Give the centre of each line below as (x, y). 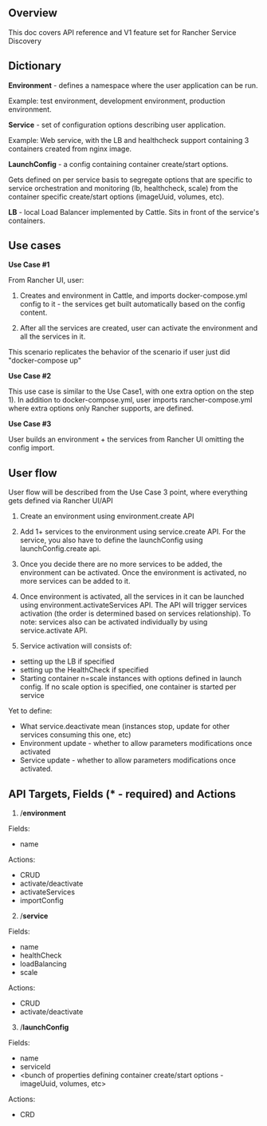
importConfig (41, 901)
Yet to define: (30, 711)
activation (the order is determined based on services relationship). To (135, 613)
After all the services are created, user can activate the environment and (138, 328)
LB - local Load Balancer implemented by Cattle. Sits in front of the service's (134, 212)
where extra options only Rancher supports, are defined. (101, 408)
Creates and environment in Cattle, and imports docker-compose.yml (133, 295)
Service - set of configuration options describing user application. (117, 125)
